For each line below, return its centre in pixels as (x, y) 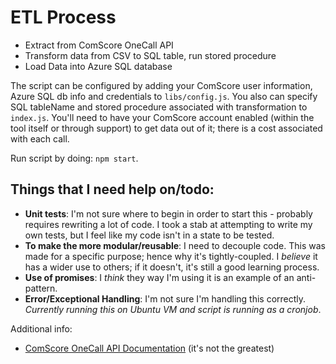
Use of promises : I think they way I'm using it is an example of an (159, 277)
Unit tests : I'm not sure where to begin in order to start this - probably (168, 213)
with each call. (40, 138)
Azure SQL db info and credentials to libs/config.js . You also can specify (164, 96)
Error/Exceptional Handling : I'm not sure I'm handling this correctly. (165, 298)
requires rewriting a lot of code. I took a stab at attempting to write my (168, 224)
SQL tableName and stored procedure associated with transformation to (159, 107)
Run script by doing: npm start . (74, 158)
